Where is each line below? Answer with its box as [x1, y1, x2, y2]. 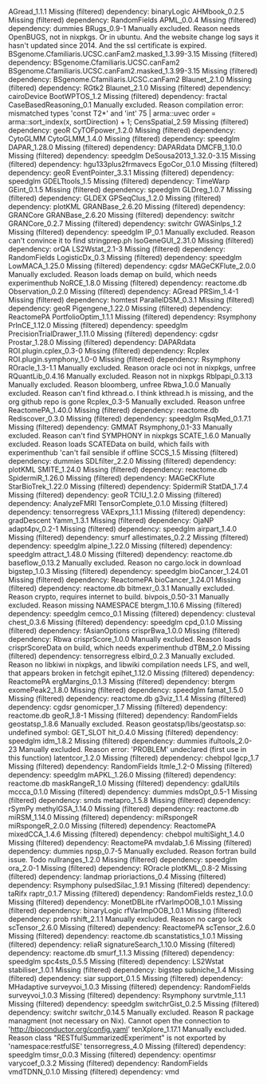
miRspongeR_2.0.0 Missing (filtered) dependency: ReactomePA [8, 821, 217, 830]
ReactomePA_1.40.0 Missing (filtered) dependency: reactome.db [8, 406, 219, 414]
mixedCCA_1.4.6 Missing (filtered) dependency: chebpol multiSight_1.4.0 [8, 829, 245, 839]
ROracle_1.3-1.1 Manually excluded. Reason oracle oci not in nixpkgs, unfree [8, 363, 257, 372]
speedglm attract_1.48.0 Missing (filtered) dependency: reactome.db [8, 550, 233, 559]
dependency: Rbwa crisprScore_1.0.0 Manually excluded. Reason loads [8, 635, 241, 643]
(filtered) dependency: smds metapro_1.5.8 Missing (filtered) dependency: [8, 796, 251, 805]
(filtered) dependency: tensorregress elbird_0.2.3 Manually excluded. [8, 651, 235, 661]
